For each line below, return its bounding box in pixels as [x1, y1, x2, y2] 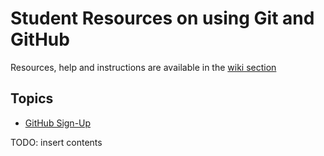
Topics [10, 90, 54, 107]
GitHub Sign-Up [24, 117, 92, 129]
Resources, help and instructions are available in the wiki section [10, 61, 277, 73]
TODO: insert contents [10, 136, 103, 148]
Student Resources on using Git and [10, 7, 315, 30]
